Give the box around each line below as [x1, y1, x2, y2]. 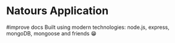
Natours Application [6, 4, 109, 18]
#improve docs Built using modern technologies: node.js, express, [6, 24, 170, 31]
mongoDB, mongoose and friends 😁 [6, 29, 97, 37]
